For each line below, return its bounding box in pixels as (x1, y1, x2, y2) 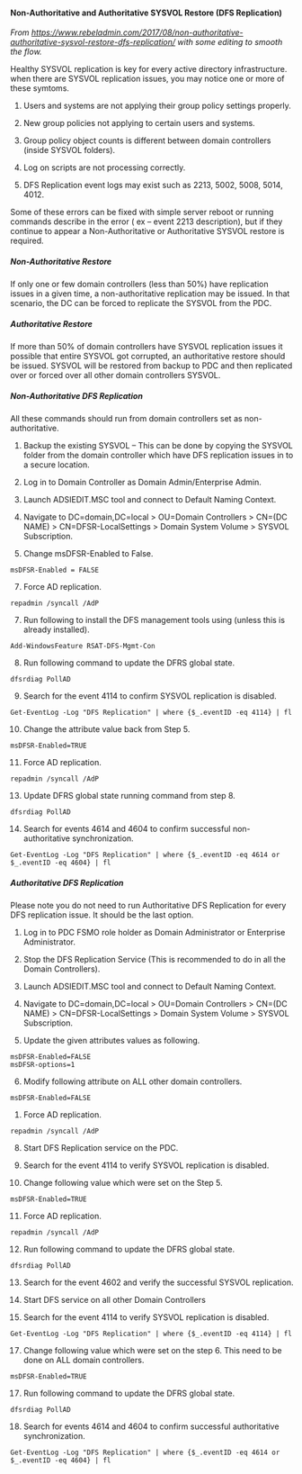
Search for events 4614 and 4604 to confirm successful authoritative (22, 1421, 280, 1432)
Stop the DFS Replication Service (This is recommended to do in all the (22, 954, 286, 965)
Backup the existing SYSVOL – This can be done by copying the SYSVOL (22, 440, 293, 451)
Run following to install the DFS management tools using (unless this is (22, 615, 286, 626)
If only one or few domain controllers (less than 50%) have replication (10, 279, 269, 290)
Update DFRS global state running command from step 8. (22, 791, 236, 801)
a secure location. (22, 459, 91, 470)
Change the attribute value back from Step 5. (22, 724, 191, 735)
